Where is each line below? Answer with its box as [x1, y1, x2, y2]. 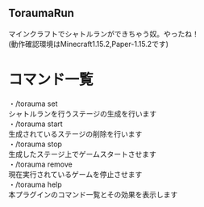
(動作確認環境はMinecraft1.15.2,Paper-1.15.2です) [8, 39, 169, 49]
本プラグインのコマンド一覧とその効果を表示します [8, 189, 178, 199]
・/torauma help [8, 180, 62, 189]
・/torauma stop [8, 139, 63, 149]
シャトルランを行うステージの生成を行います [8, 108, 157, 118]
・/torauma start [8, 119, 63, 129]
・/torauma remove [8, 159, 73, 169]
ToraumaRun [8, 6, 75, 20]
